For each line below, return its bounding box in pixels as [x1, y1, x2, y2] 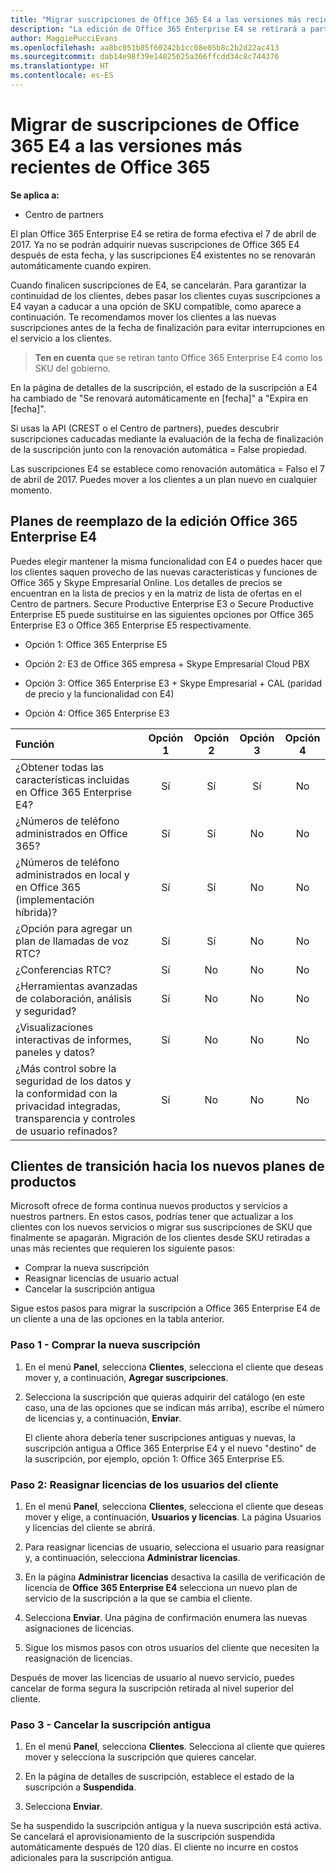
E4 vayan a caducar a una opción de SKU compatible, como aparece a [10, 300, 302, 312]
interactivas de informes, [15, 1032, 132, 1046]
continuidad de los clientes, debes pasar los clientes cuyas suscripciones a [10, 289, 321, 301]
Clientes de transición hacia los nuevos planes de [10, 1158, 325, 1175]
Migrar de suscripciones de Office [10, 114, 300, 136]
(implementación [15, 892, 95, 906]
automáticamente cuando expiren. [10, 259, 152, 271]
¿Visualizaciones [15, 1020, 94, 1034]
